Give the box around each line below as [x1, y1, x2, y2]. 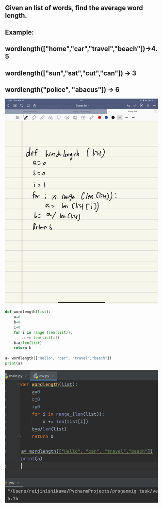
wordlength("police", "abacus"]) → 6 [5, 85, 120, 94]
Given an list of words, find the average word [5, 4, 143, 12]
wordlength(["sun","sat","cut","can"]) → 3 [5, 69, 137, 77]
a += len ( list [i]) [22, 335, 60, 340]
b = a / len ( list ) [14, 340, 42, 345]
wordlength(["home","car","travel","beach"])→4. [5, 45, 158, 53]
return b [14, 345, 32, 350]
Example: [5, 28, 34, 36]
